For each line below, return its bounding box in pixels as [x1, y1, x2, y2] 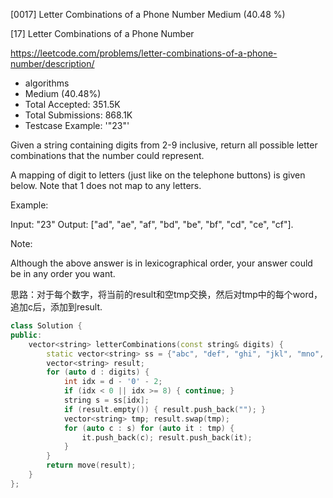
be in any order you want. [10, 268, 116, 279]
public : [10, 330, 43, 340]
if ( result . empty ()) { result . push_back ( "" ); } [63, 404, 267, 414]
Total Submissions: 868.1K [24, 109, 133, 121]
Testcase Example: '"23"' [24, 120, 130, 131]
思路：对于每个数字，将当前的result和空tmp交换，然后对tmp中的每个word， [10, 289, 323, 300]
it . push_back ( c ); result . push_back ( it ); [81, 432, 253, 443]
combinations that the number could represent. [10, 150, 205, 161]
